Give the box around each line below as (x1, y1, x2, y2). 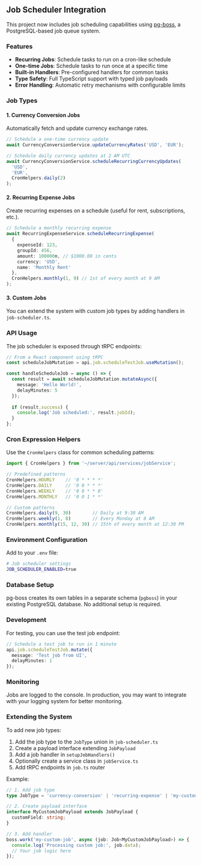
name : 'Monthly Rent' (17, 264, 71, 270)
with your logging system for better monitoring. (6, 698, 123, 705)
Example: (6, 775, 29, 783)
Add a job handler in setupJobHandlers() (14, 751, 115, 758)
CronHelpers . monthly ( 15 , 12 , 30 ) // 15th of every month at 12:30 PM (6, 522, 185, 528)
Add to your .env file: (6, 549, 58, 556)
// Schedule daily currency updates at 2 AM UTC (6, 153, 130, 159)
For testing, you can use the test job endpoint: (6, 629, 120, 636)
